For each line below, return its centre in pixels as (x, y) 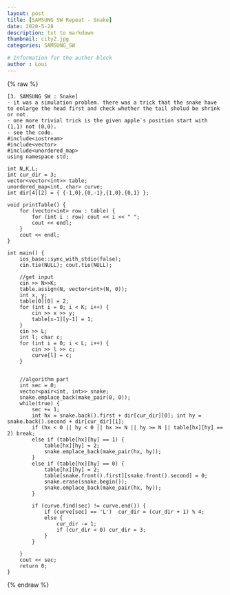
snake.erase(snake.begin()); (86, 482)
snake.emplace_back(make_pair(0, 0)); (75, 397)
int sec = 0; (38, 385)
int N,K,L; (23, 169)
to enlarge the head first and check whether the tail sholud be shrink (114, 108)
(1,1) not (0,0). (32, 127)
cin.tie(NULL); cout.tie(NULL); (66, 265)
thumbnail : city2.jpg (38, 39)
